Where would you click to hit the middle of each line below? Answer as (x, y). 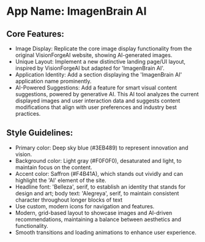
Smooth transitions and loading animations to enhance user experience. (106, 232)
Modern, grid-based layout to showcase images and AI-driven (94, 213)
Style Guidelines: (40, 133)
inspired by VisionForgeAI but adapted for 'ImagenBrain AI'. (90, 68)
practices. (28, 114)
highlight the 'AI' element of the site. (61, 180)
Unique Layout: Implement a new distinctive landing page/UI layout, (100, 62)
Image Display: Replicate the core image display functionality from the (103, 48)
